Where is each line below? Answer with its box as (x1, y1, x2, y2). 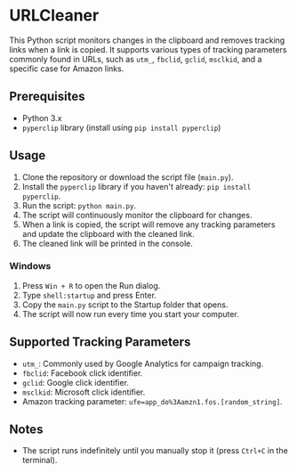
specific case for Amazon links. (9, 63, 124, 74)
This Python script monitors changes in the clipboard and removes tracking (9, 35, 285, 45)
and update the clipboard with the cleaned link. (21, 228, 195, 239)
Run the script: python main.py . (21, 200, 136, 210)
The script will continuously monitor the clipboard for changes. (21, 209, 253, 220)
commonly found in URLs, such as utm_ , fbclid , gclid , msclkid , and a (9, 53, 262, 64)
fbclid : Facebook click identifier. (21, 367, 143, 379)
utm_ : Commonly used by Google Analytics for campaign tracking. (21, 358, 264, 369)
